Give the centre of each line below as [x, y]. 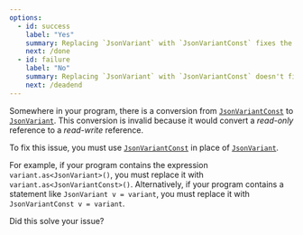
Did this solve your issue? [57, 221]
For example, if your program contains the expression [109, 164]
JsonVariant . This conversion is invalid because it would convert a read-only [151, 120]
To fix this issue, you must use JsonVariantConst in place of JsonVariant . [144, 147]
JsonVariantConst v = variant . [67, 203]
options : [26, 18]
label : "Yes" [50, 34]
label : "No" [48, 69]
